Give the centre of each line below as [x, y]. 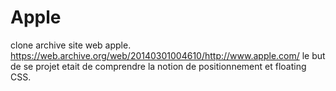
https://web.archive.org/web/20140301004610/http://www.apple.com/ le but [168, 55]
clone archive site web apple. [71, 45]
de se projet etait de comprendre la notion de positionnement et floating [158, 66]
